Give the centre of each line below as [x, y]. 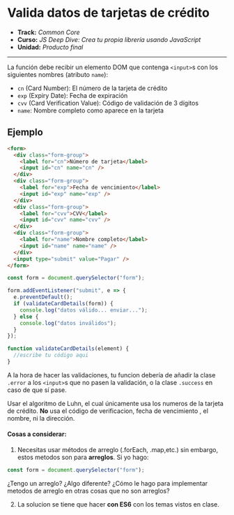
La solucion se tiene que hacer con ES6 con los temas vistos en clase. [118, 504]
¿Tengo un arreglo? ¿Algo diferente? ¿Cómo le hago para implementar [108, 483]
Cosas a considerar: [37, 434]
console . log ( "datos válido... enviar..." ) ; [84, 310]
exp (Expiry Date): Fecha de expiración [72, 95]
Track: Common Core [48, 32]
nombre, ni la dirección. [41, 418]
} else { [26, 317]
